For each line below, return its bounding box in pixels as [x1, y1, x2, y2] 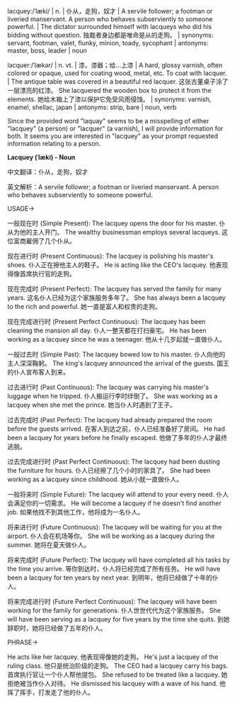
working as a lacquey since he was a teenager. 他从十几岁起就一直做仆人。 [7, 335, 226, 343]
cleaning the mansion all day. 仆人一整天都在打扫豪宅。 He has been [7, 326, 207, 334]
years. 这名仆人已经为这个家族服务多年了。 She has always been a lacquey [7, 293, 226, 302]
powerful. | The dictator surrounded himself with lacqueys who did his [7, 23, 212, 30]
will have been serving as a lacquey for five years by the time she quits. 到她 [7, 615, 230, 623]
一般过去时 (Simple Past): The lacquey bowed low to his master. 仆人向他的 [7, 350, 226, 359]
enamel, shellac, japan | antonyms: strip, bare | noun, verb [7, 103, 177, 111]
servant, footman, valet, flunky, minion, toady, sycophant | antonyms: [7, 39, 209, 47]
